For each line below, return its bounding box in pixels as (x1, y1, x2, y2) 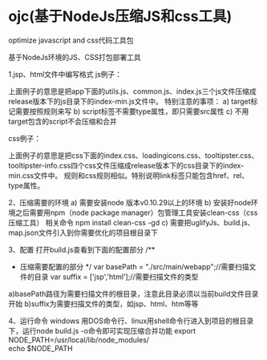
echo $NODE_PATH (8, 343, 74, 353)
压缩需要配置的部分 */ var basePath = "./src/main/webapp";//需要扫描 (19, 261, 249, 271)
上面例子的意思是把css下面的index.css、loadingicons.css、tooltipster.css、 (8, 150, 259, 160)
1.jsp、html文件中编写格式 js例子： (8, 69, 123, 79)
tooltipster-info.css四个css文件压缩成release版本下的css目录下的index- (8, 160, 245, 170)
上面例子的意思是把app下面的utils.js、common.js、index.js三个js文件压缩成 (8, 86, 257, 96)
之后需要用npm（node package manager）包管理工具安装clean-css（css (14, 208, 258, 217)
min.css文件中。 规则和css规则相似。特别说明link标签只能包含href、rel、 (8, 170, 249, 180)
